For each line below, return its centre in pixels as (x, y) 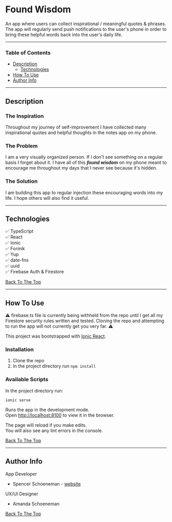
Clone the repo (28, 361)
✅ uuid (13, 266)
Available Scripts (27, 380)
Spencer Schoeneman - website (47, 483)
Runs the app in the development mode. (47, 409)
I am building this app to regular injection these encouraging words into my (84, 192)
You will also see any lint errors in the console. (54, 431)
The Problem (22, 146)
